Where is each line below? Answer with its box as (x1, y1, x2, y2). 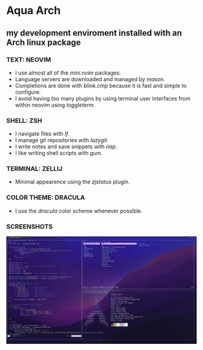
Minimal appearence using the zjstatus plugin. (14, 178, 130, 185)
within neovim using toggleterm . (14, 101, 95, 108)
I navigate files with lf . (14, 130, 70, 137)
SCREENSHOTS (6, 222, 53, 231)
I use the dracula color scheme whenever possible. (14, 207, 143, 214)
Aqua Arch (6, 4, 61, 18)
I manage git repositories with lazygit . (14, 137, 109, 144)
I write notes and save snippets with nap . (14, 143, 118, 150)
